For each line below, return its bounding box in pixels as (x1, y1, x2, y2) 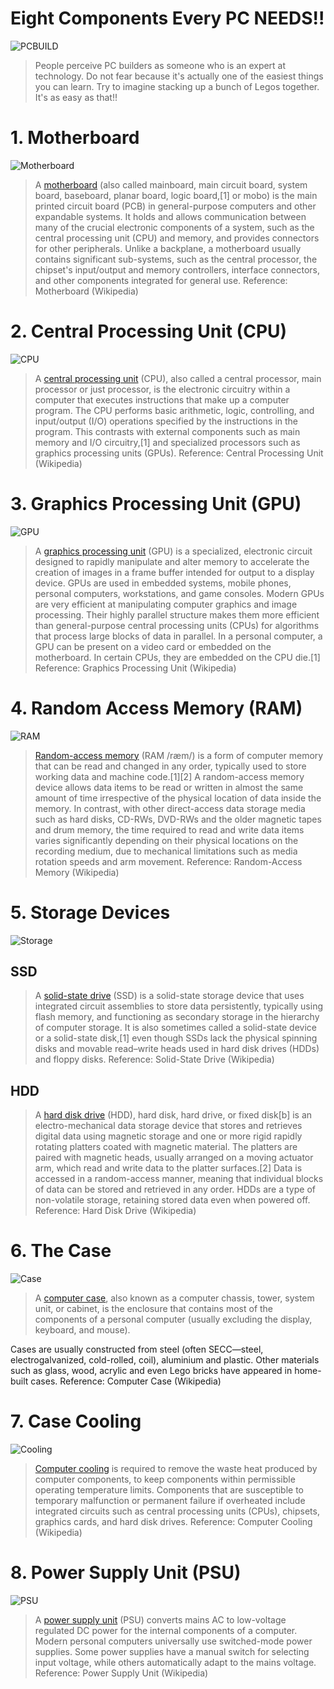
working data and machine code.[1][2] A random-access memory (34, 770, 305, 782)
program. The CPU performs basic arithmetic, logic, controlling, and (34, 404, 315, 416)
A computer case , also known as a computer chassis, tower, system (34, 1292, 315, 1304)
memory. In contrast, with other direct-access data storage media (34, 802, 306, 814)
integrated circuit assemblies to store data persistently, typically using (34, 1000, 324, 1012)
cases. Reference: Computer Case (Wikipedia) (30, 1375, 222, 1387)
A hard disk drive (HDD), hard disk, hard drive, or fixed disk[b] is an (34, 1109, 313, 1121)
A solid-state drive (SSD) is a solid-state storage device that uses (34, 990, 305, 1002)
